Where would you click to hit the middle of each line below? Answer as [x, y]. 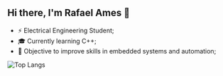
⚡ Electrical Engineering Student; [66, 30]
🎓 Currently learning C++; [57, 41]
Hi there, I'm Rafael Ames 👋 [69, 13]
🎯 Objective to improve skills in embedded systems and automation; [117, 51]
